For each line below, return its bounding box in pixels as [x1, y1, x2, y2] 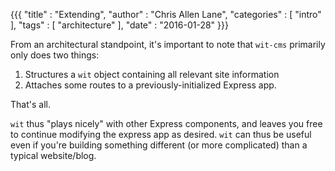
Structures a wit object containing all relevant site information [24, 69, 280, 80]
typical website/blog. [10, 150, 97, 161]
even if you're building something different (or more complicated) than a [10, 139, 308, 151]
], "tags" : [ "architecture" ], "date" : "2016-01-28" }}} [10, 19, 229, 31]
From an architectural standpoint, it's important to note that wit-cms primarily [10, 39, 326, 50]
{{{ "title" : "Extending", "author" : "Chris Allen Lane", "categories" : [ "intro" [10, 9, 322, 20]
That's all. [10, 99, 51, 110]
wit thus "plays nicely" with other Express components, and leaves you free [10, 118, 323, 129]
